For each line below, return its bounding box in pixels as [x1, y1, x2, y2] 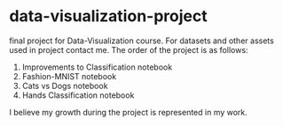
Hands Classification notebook [21, 90, 135, 100]
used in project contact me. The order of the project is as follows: [9, 44, 248, 55]
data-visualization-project [9, 6, 208, 26]
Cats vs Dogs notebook [21, 80, 108, 91]
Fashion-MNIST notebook [21, 70, 117, 81]
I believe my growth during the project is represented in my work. [9, 107, 248, 117]
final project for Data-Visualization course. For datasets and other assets [9, 35, 275, 46]
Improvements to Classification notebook [21, 62, 173, 72]
